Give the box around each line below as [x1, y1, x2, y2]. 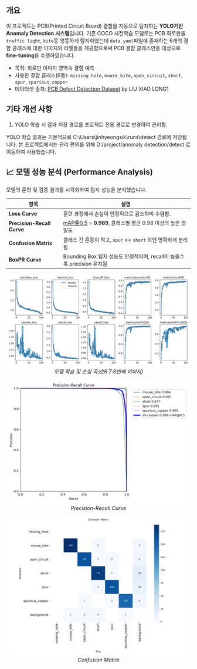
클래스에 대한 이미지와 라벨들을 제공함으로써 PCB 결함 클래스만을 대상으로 [12, 44, 181, 51]
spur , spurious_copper [14, 78, 68, 85]
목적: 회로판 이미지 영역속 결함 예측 [14, 64, 95, 71]
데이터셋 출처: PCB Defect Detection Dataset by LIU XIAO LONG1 [14, 85, 169, 92]
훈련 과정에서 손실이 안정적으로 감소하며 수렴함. [63, 210, 171, 217]
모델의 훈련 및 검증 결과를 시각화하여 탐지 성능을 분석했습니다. [6, 186, 147, 193]
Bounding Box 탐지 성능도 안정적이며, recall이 [63, 253, 169, 260]
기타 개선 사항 [6, 104, 53, 114]
